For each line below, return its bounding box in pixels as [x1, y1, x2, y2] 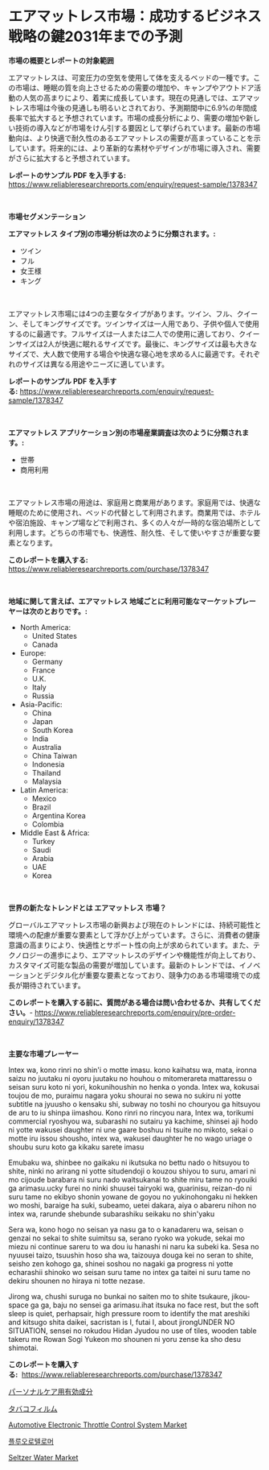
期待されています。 [22, 980, 86, 990]
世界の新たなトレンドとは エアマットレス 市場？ [8, 903, 167, 913]
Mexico [31, 793, 57, 803]
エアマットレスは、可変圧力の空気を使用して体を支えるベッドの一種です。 [8, 72, 254, 82]
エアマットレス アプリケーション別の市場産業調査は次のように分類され [8, 428, 243, 437]
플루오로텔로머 [8, 1436, 55, 1446]
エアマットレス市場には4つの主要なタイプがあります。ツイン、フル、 [8, 308, 237, 318]
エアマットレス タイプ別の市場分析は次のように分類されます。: [8, 229, 216, 238]
